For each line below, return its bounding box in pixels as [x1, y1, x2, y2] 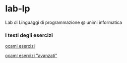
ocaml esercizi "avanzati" [5, 53, 58, 59]
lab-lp [5, 3, 30, 14]
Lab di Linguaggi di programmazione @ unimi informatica [5, 19, 123, 25]
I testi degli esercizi [5, 32, 53, 39]
